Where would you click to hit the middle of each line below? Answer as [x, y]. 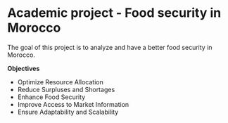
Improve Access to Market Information [73, 104]
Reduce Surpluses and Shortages [66, 89]
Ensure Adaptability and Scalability [68, 112]
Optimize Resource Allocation [60, 82]
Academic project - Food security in [114, 13]
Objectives [24, 68]
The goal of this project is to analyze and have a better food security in [110, 47]
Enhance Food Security [51, 97]
